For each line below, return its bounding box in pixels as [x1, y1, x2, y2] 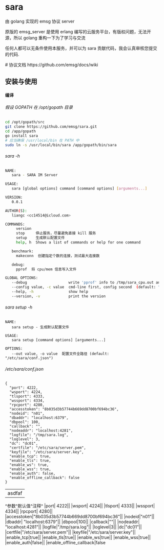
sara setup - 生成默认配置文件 [11, 325, 69, 330]
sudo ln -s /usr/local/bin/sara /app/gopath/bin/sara [5, 143, 117, 147]
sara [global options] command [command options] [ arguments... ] [11, 186, 147, 191]
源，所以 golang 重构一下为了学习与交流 [5, 35, 85, 41]
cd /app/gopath [5, 129, 36, 134]
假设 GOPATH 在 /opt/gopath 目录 [5, 104, 73, 110]
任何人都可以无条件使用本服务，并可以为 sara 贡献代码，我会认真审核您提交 [5, 45, 158, 51]
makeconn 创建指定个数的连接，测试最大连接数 [16, 253, 100, 258]
